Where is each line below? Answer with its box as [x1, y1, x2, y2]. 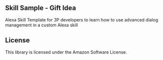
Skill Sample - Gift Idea [5, 4, 76, 12]
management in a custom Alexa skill [5, 22, 78, 28]
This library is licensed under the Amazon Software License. [5, 49, 127, 55]
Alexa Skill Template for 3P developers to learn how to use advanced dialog [5, 17, 159, 22]
